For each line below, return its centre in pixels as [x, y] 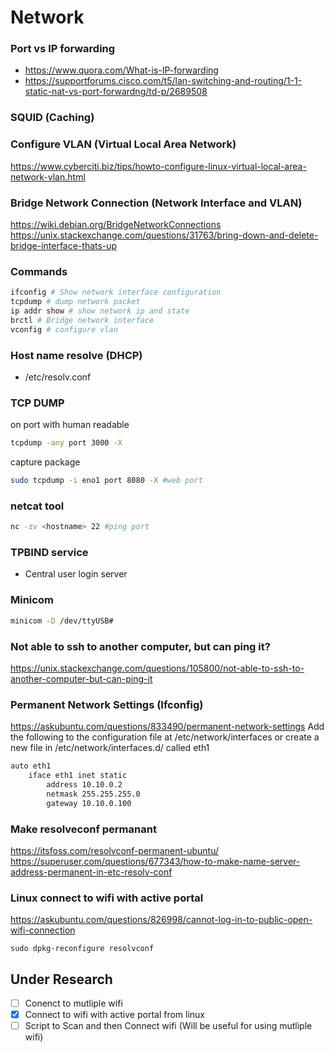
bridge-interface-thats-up [64, 245]
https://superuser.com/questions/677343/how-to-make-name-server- [155, 861]
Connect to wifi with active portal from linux [115, 1015]
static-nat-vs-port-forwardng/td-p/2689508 [116, 92]
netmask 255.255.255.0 [93, 794]
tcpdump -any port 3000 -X [66, 443]
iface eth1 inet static [78, 776]
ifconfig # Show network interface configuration [116, 292]
